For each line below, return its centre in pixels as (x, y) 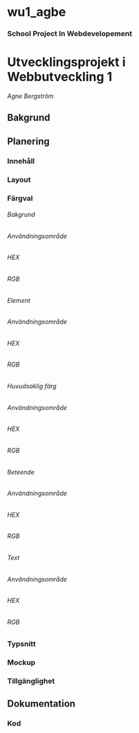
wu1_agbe (37, 12)
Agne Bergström (30, 96)
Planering (28, 141)
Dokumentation (41, 704)
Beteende (21, 472)
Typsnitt (21, 644)
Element (19, 300)
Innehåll (21, 161)
